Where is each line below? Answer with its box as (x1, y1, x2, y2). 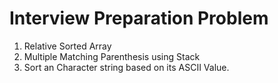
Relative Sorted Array (23, 40, 112, 52)
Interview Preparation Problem (9, 7, 269, 30)
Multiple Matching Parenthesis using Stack (23, 50, 201, 62)
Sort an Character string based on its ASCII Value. (23, 61, 230, 73)
